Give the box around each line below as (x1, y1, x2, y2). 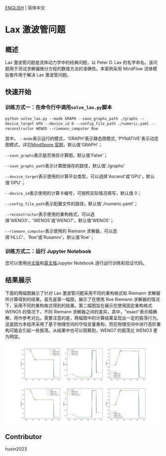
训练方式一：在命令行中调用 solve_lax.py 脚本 (5, 104, 112, 111)
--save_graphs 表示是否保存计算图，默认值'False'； (5, 152, 108, 158)
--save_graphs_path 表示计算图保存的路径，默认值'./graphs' (5, 162, 125, 168)
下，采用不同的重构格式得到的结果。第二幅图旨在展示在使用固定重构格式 (5, 303, 152, 308)
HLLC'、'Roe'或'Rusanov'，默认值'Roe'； (10, 234, 95, 240)
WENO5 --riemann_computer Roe (36, 126, 98, 131)
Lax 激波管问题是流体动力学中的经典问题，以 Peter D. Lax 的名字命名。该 (5, 60, 153, 65)
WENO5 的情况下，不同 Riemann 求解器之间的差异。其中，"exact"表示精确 (5, 308, 157, 314)
